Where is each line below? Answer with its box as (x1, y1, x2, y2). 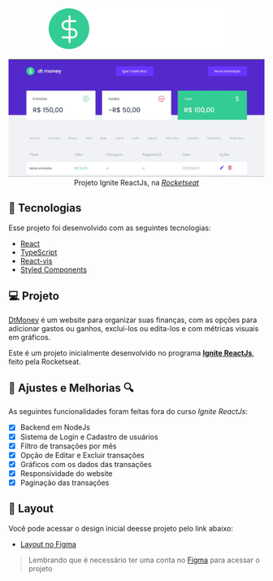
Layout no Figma (19, 539, 77, 548)
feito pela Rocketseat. (8, 356, 81, 366)
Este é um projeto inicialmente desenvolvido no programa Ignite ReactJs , (8, 347, 254, 357)
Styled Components (19, 264, 88, 274)
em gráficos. (8, 332, 51, 342)
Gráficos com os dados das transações (19, 459, 152, 469)
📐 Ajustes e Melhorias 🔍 (8, 382, 134, 395)
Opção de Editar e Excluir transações (19, 450, 145, 460)
